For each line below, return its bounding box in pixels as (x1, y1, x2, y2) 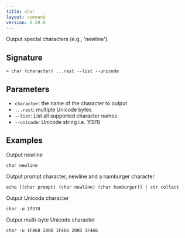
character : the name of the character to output (14, 100, 128, 106)
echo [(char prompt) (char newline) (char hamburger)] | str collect (6, 184, 180, 190)
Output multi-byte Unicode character (6, 216, 95, 223)
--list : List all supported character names (14, 112, 118, 119)
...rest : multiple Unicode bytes (14, 106, 92, 113)
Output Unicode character (6, 195, 69, 202)
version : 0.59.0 (6, 19, 46, 25)
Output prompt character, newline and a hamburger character (6, 173, 155, 180)
